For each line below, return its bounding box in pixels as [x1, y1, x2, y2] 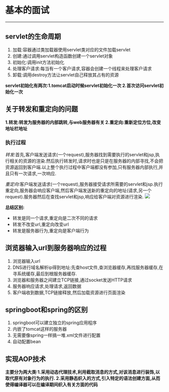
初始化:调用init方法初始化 [12, 59, 64, 65]
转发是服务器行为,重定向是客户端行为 [12, 227, 89, 234]
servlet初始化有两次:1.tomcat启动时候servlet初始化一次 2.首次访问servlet [5, 82, 159, 88]
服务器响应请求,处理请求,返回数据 [12, 283, 81, 289]
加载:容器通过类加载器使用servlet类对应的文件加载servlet [12, 46, 131, 53]
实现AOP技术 [5, 355, 46, 363]
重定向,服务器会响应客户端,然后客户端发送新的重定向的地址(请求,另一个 [5, 187, 152, 193]
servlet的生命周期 [5, 32, 61, 41]
